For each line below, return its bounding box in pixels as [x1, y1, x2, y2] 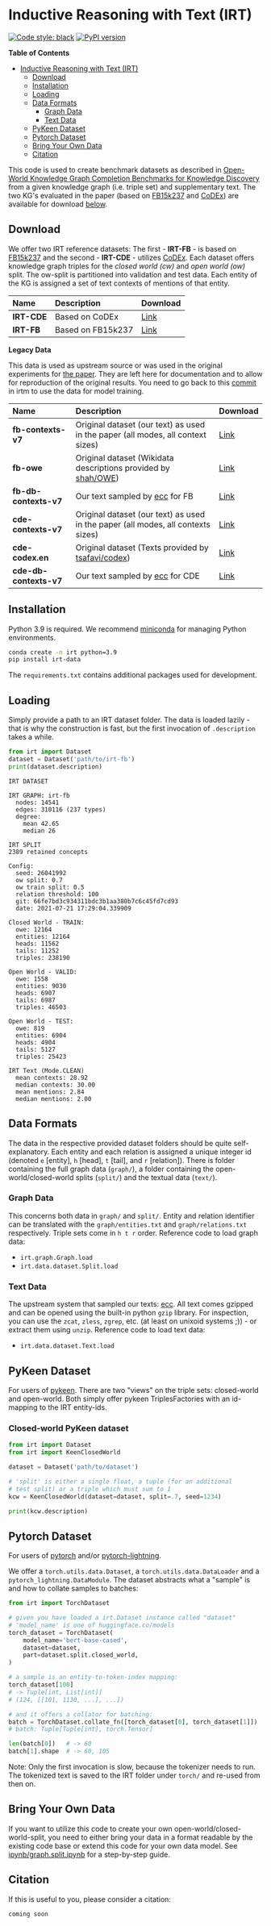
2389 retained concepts [8, 848, 89, 856]
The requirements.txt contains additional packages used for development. [8, 670, 258, 680]
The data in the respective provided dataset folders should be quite [8, 1138, 232, 1148]
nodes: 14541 [15, 798, 60, 807]
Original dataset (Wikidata [75, 452, 174, 463]
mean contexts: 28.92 [15, 1073, 89, 1082]
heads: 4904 [15, 1038, 56, 1046]
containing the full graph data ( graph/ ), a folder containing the [8, 1164, 215, 1174]
